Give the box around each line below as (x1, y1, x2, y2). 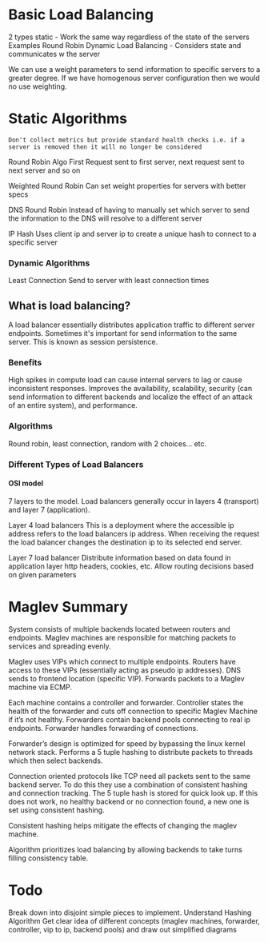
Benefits (8, 357, 42, 368)
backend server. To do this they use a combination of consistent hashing (8, 780, 248, 789)
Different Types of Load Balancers (8, 458, 144, 469)
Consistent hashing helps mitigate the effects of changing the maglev (8, 820, 238, 830)
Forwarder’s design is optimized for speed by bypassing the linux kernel (8, 738, 246, 748)
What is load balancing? (8, 298, 131, 313)
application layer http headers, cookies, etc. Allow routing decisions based (8, 561, 254, 571)
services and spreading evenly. (8, 641, 112, 651)
